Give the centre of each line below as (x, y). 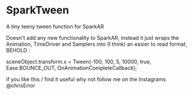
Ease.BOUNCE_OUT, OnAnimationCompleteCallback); (71, 67)
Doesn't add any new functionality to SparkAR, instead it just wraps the (93, 38)
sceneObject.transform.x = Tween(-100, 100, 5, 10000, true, (79, 62)
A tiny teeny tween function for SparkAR (55, 26)
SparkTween (38, 10)
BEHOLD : (18, 50)
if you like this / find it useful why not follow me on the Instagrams (86, 79)
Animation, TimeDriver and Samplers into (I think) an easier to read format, (97, 44)
